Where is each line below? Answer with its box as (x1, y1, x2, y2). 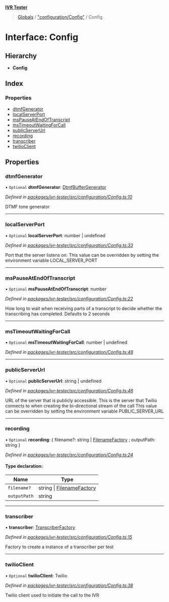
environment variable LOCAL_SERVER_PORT (5, 257, 98, 263)
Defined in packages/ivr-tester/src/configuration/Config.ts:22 (5, 295, 133, 302)
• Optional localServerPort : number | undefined (5, 232, 106, 238)
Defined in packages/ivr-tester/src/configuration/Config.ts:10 (5, 194, 132, 200)
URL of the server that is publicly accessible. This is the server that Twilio (5, 397, 157, 404)
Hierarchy (5, 51, 37, 60)
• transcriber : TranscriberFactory (5, 525, 75, 531)
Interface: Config (5, 32, 78, 43)
